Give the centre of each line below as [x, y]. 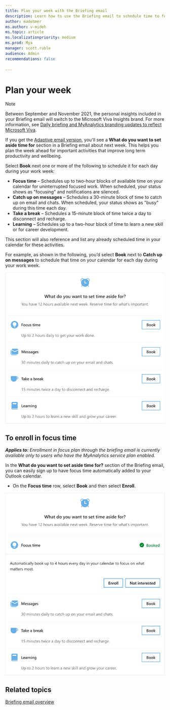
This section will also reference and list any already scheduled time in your [83, 240]
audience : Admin [22, 53]
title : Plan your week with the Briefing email [56, 11]
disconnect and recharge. [39, 219]
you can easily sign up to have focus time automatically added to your [78, 471]
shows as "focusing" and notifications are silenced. [66, 192]
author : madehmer [24, 21]
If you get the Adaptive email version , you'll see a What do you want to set [83, 140]
